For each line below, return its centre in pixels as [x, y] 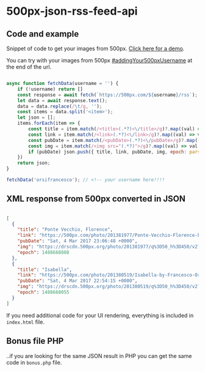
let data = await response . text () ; [63, 100]
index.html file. [25, 322]
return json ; [34, 163]
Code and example [43, 34]
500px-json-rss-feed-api [72, 11]
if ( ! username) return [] [50, 89]
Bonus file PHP [35, 341]
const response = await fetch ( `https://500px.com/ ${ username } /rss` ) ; [108, 95]
